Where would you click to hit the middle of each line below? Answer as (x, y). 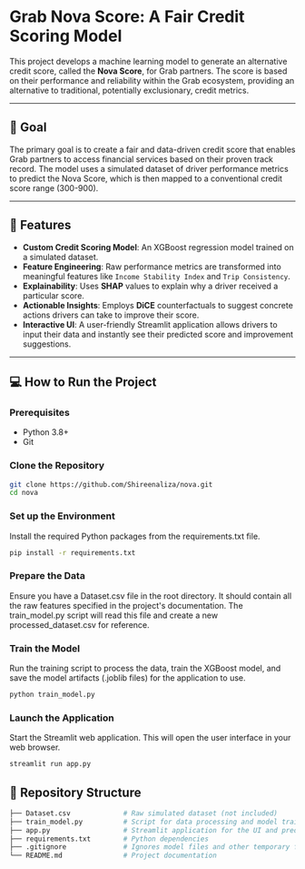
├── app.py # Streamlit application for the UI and (144, 830)
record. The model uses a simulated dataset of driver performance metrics (149, 168)
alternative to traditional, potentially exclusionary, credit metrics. (129, 90)
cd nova (24, 493)
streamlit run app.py (50, 764)
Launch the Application (62, 718)
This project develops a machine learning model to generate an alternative (148, 61)
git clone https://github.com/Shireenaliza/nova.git (111, 484)
